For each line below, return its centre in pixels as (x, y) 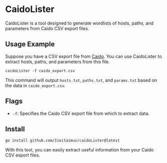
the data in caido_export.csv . (36, 85)
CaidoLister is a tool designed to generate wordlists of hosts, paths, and (79, 23)
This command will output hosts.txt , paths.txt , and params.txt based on (81, 80)
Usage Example (30, 44)
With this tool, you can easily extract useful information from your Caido (79, 150)
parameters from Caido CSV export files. (47, 28)
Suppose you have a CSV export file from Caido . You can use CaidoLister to (83, 56)
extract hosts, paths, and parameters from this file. (58, 62)
